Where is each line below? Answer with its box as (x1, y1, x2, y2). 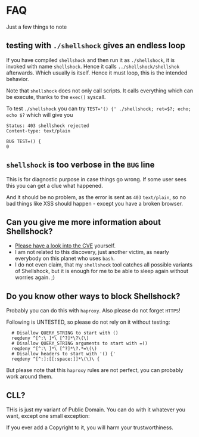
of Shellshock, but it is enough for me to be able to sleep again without (14, 268, 189, 275)
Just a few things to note (6, 23, 67, 30)
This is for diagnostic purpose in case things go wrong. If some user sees (6, 175, 186, 182)
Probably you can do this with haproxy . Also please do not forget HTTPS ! (6, 307, 181, 314)
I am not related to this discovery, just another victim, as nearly (14, 249, 169, 256)
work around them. (6, 373, 53, 380)
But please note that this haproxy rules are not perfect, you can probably (6, 367, 184, 374)
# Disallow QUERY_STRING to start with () (11, 330, 119, 336)
